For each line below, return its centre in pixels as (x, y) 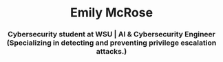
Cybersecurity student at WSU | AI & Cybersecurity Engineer (111, 34)
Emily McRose (111, 13)
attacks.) (111, 52)
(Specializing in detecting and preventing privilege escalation (111, 43)
